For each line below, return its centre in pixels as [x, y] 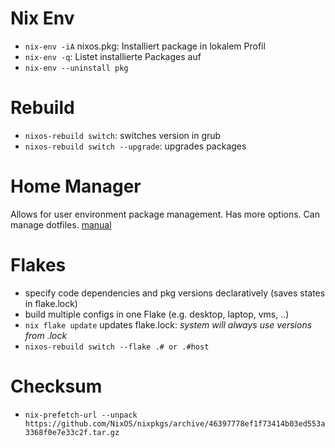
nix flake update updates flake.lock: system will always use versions [168, 324]
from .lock [46, 335]
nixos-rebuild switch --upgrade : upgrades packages [135, 146]
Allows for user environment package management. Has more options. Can [165, 214]
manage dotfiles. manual [61, 224]
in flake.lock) [51, 303]
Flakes [38, 265]
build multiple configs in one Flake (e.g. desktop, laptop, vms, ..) [157, 314]
